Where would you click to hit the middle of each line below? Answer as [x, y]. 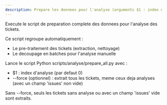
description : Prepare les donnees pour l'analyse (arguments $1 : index [82, 10]
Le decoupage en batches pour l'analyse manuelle [64, 53]
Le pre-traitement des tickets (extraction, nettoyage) [66, 48]
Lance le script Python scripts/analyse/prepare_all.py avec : [66, 63]
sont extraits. [19, 98]
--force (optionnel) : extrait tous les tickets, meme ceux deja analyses [83, 78]
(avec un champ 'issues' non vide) [47, 83]
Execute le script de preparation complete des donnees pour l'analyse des [81, 24]
